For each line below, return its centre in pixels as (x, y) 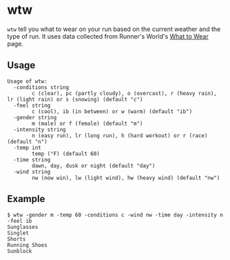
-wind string (32, 172)
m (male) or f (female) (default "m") (87, 123)
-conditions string (41, 87)
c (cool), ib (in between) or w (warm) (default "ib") (112, 111)
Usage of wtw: (28, 81)
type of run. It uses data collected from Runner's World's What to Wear (108, 36)
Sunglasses (23, 227)
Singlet (18, 233)
